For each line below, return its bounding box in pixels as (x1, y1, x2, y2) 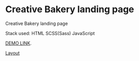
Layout (5, 50, 20, 56)
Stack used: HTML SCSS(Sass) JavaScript (5, 30, 95, 36)
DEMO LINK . (5, 40, 32, 46)
